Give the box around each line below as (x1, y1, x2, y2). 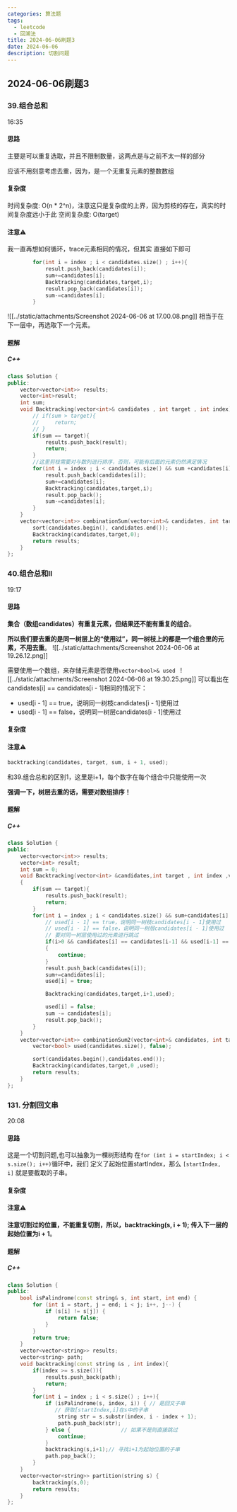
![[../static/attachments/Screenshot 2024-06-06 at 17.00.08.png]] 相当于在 (7, 312, 224, 321)
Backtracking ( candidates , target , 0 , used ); (32, 1062, 159, 1069)
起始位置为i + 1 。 (7, 1229, 56, 1238)
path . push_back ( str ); (57, 1419, 121, 1427)
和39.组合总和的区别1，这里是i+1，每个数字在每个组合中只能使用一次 (7, 773, 207, 781)
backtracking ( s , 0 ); (32, 1479, 90, 1486)
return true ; (32, 1334, 71, 1341)
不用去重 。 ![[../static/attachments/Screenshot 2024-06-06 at (19, 643, 200, 652)
